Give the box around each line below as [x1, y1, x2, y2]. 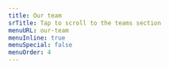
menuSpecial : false [8, 41, 73, 49]
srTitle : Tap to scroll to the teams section [8, 19, 161, 27]
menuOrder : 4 [8, 48, 52, 56]
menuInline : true [8, 33, 66, 42]
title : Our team [8, 11, 62, 20]
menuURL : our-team [8, 26, 69, 34]
